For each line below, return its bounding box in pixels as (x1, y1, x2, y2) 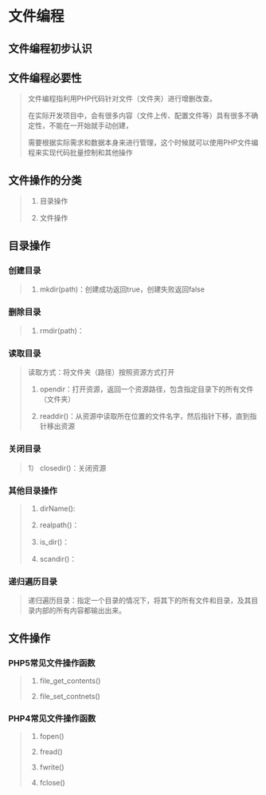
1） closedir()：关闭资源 (27, 463, 107, 472)
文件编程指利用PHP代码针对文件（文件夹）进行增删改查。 (27, 93, 217, 104)
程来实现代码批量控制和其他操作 (27, 148, 133, 157)
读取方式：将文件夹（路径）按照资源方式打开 (27, 368, 175, 377)
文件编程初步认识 (8, 42, 92, 55)
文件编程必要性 (8, 71, 82, 85)
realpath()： (39, 520, 80, 530)
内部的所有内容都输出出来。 (34, 606, 126, 615)
